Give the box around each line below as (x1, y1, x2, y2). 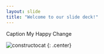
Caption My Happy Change (6, 30, 72, 37)
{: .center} (46, 42, 72, 49)
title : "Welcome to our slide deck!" (6, 14, 99, 20)
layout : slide (6, 8, 41, 15)
